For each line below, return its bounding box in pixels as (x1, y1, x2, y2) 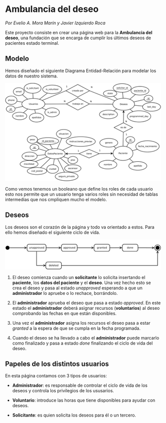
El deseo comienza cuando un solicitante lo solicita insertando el (12, 274, 146, 280)
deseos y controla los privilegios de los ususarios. (12, 388, 115, 394)
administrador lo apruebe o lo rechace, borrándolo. (12, 290, 118, 296)
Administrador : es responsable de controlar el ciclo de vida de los (12, 382, 148, 388)
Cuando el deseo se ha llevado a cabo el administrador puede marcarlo (12, 335, 160, 341)
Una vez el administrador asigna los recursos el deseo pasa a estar (12, 320, 151, 326)
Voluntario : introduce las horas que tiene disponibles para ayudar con (12, 397, 156, 403)
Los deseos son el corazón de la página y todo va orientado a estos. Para (5, 224, 155, 230)
